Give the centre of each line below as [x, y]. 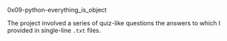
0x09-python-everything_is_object [57, 10]
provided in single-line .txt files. [54, 30]
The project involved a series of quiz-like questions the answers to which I [114, 23]
